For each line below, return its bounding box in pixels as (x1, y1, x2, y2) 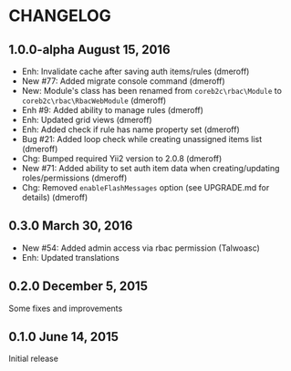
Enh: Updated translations (21, 252, 120, 263)
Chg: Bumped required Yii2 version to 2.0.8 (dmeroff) (21, 153, 223, 164)
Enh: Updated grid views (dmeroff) (21, 115, 152, 125)
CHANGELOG (8, 5, 111, 26)
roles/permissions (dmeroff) (21, 172, 128, 183)
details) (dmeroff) (21, 192, 88, 202)
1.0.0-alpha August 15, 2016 (8, 42, 171, 57)
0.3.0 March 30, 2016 (8, 218, 133, 233)
